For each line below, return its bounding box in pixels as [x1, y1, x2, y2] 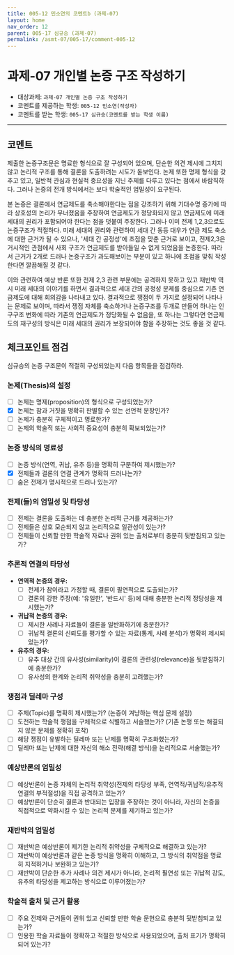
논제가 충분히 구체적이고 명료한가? [17, 415, 110, 424]
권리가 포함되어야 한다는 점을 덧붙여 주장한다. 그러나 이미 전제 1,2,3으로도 [25, 217, 225, 225]
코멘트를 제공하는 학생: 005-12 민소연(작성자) [17, 102, 138, 110]
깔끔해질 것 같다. [25, 261, 71, 269]
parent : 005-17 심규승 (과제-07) [7, 29, 97, 37]
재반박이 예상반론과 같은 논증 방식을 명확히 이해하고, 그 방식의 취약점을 [17, 851, 209, 859]
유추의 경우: [17, 646, 50, 655]
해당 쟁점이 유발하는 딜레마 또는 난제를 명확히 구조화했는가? [17, 735, 179, 743]
